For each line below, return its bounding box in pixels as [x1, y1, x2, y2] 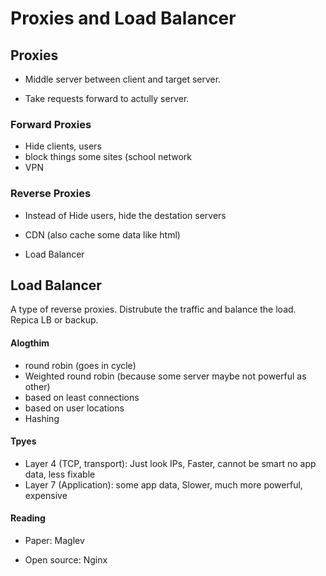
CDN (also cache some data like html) [24, 228, 181, 241]
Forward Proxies [10, 117, 92, 131]
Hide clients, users [24, 140, 102, 152]
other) [24, 380, 51, 392]
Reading [10, 512, 46, 524]
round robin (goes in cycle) [24, 359, 137, 371]
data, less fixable [24, 468, 96, 480]
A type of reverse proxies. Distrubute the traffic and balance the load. [10, 303, 297, 316]
